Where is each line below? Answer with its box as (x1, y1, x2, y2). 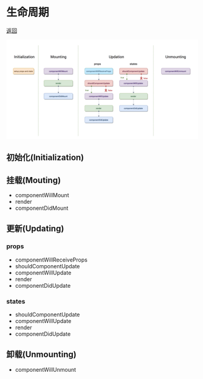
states (6, 297, 26, 305)
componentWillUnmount (15, 366, 77, 373)
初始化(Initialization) (6, 153, 84, 163)
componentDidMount (15, 204, 69, 212)
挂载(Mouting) (6, 175, 61, 186)
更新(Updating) (6, 223, 64, 234)
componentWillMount (15, 191, 69, 198)
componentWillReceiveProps (15, 256, 88, 263)
